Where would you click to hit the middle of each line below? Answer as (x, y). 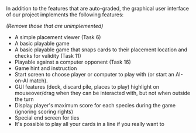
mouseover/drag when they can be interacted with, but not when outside (102, 93)
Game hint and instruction (46, 68)
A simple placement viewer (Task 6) (58, 37)
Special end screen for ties (47, 118)
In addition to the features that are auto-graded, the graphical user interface (97, 8)
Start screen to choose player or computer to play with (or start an (94, 74)
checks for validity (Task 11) (48, 56)
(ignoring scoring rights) (44, 111)
